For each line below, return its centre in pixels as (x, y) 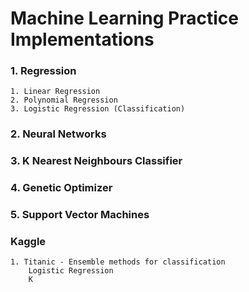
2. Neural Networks (58, 134)
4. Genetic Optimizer (61, 188)
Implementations (82, 39)
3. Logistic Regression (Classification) (98, 109)
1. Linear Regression (55, 92)
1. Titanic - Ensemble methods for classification (118, 262)
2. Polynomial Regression (64, 100)
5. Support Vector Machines (80, 215)
